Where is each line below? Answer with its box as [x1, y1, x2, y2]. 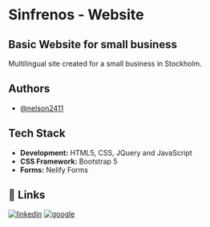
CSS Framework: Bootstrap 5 [19, 156, 118, 166]
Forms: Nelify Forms [19, 164, 88, 174]
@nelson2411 [19, 103, 64, 113]
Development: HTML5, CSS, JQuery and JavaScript [19, 148, 192, 157]
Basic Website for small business [8, 38, 178, 51]
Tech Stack [8, 127, 66, 140]
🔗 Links [8, 188, 46, 202]
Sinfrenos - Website [8, 6, 144, 24]
